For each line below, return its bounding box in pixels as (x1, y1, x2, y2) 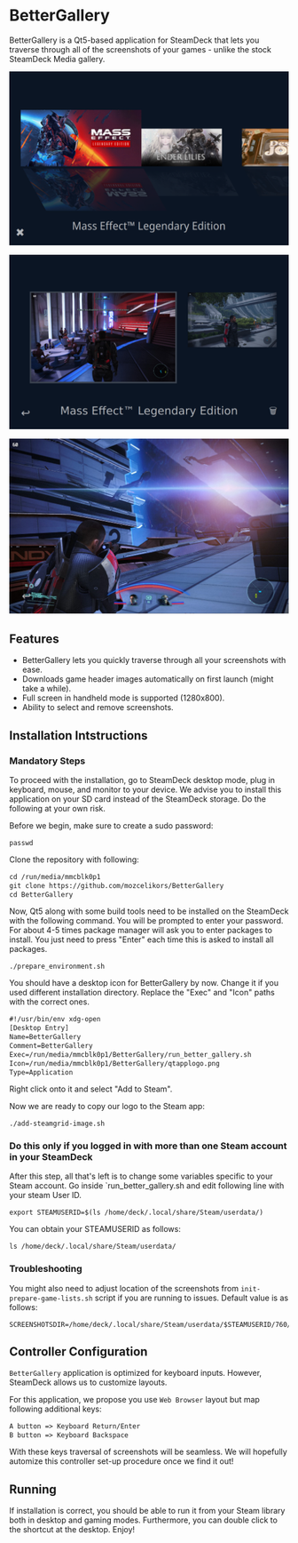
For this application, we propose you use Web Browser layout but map (9, 1395, 260, 1405)
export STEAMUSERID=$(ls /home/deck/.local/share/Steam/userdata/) (9, 1208, 264, 1218)
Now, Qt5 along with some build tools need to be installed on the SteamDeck (9, 906, 289, 916)
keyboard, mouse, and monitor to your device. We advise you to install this (9, 784, 282, 795)
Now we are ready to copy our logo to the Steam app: (9, 1100, 206, 1111)
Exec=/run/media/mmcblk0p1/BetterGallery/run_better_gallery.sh (9, 1050, 252, 1059)
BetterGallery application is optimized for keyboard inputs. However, (9, 1368, 263, 1379)
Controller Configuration (9, 1344, 148, 1359)
